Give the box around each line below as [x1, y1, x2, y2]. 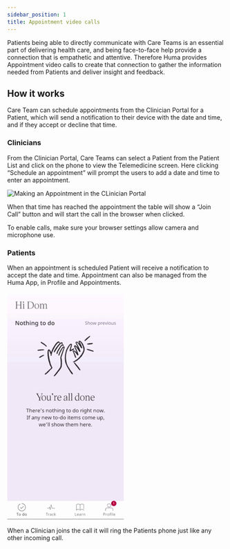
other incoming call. [7, 533, 64, 542]
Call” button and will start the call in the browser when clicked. [7, 210, 185, 218]
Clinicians [7, 138, 41, 148]
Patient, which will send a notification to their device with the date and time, [7, 113, 222, 122]
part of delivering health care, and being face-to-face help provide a [7, 46, 202, 54]
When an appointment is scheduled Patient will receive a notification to [7, 263, 209, 272]
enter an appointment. [7, 176, 70, 184]
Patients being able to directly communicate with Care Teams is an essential [7, 38, 224, 46]
